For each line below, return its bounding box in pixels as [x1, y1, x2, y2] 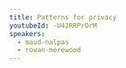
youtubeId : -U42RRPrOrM [9, 21, 98, 30]
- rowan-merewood [17, 46, 82, 55]
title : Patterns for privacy [9, 12, 117, 22]
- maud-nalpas [17, 37, 69, 47]
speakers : [9, 29, 46, 38]
